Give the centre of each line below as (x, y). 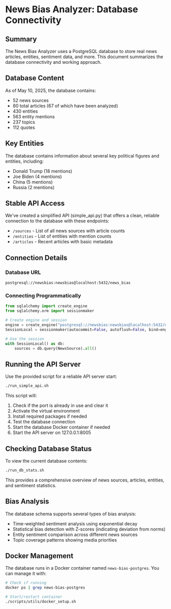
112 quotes (24, 127)
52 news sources (31, 100)
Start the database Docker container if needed (61, 427)
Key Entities (25, 144)
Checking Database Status (49, 449)
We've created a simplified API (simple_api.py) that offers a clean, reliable (82, 216)
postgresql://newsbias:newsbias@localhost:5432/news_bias (68, 283)
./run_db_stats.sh (25, 470)
